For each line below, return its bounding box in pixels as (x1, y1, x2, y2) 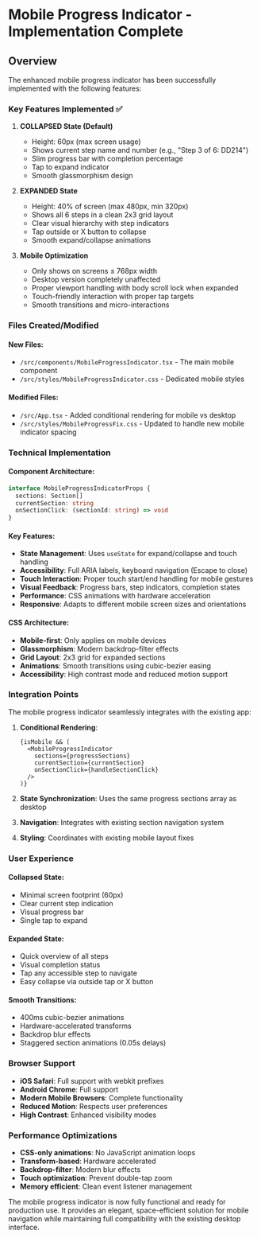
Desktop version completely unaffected (31, 274, 161, 284)
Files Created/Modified (8, 320, 99, 331)
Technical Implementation (8, 447, 111, 458)
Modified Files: (8, 392, 59, 403)
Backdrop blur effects (19, 1030, 91, 1039)
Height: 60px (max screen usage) (31, 137, 141, 146)
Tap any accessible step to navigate (19, 968, 137, 978)
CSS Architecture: (8, 617, 70, 627)
